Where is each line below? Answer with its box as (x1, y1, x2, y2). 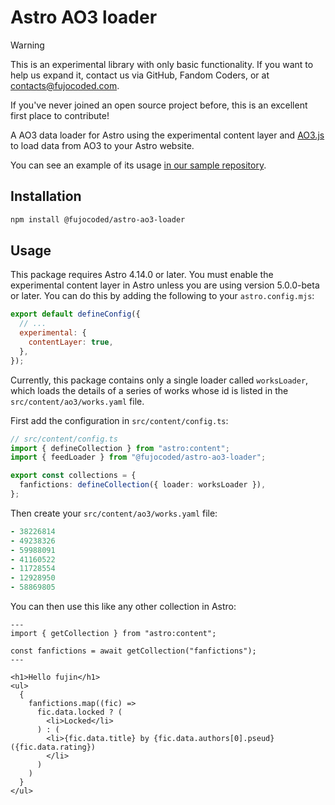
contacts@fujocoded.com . (10, 79, 120, 91)
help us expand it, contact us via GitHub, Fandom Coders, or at (10, 69, 270, 81)
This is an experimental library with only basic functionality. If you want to (10, 58, 314, 70)
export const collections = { (10, 471, 137, 481)
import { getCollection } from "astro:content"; (10, 629, 217, 639)
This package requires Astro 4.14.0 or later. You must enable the (10, 269, 274, 281)
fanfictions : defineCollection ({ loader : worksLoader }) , (19, 480, 267, 490)
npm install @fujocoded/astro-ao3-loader (10, 214, 186, 225)
